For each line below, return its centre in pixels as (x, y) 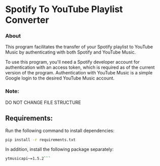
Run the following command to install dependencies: (60, 131)
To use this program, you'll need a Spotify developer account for (73, 62)
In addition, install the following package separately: (59, 149)
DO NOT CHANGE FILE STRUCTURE (43, 102)
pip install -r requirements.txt (41, 140)
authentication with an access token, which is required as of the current (80, 67)
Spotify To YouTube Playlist (64, 9)
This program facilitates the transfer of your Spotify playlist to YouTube (79, 47)
